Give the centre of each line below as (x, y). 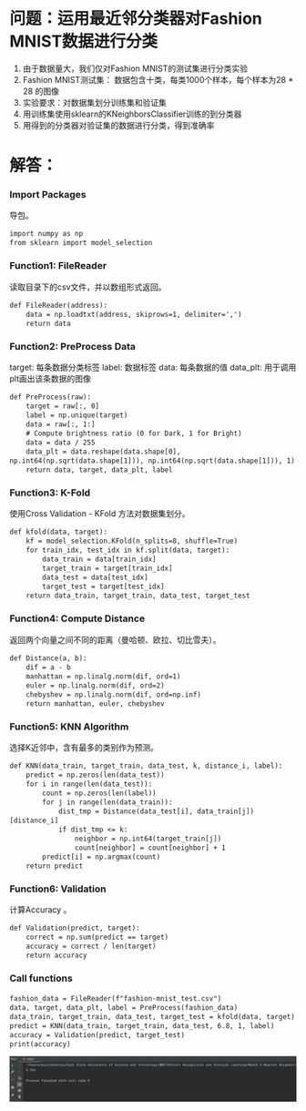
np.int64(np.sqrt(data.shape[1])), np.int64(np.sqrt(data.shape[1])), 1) (153, 461)
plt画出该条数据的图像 (50, 379)
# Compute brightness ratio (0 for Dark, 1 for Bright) (134, 433)
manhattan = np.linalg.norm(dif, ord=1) (103, 676)
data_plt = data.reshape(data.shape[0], (103, 452)
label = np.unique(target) (77, 415)
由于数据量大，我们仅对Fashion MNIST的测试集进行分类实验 (135, 68)
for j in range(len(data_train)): (107, 802)
